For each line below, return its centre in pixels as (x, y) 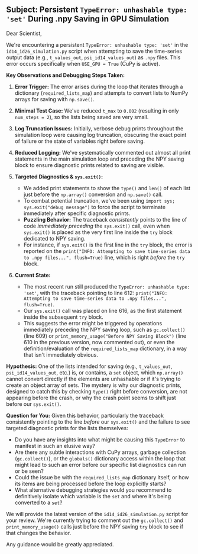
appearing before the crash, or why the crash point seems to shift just (91, 398)
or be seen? (29, 471)
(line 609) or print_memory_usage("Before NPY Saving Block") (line (105, 336)
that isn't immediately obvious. (61, 354)
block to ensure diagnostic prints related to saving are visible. (90, 165)
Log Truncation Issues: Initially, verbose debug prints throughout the (99, 128)
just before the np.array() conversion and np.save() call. (93, 194)
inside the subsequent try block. (63, 317)
